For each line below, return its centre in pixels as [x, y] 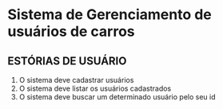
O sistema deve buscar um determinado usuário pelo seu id [117, 97]
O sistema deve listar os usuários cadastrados [95, 88]
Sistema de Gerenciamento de [110, 15]
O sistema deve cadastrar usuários [76, 80]
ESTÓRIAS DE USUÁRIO [67, 61]
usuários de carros [71, 31]
